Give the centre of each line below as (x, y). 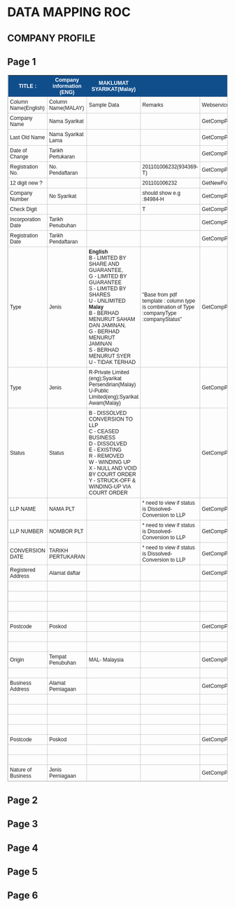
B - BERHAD (104, 313)
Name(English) (28, 108)
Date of (19, 151)
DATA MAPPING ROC (69, 12)
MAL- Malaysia (106, 660)
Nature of (21, 770)
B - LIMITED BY (107, 258)
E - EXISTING (105, 450)
